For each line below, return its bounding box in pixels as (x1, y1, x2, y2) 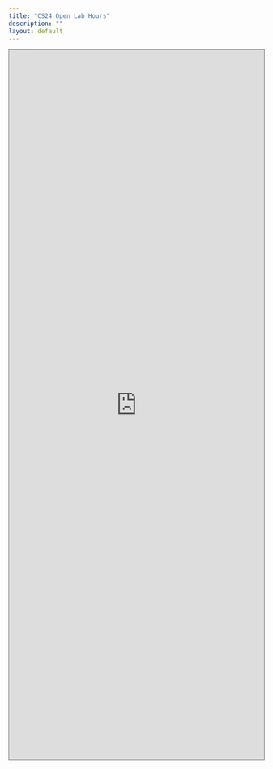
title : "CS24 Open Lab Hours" (8, 11, 111, 20)
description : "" (8, 19, 63, 28)
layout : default (8, 27, 63, 35)
